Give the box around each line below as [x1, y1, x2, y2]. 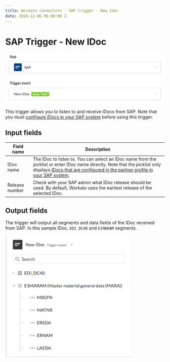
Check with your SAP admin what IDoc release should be [32, 179, 151, 185]
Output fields [5, 206, 48, 215]
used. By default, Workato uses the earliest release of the [32, 185, 152, 191]
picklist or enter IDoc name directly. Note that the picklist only [32, 162, 161, 168]
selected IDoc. [32, 190, 63, 196]
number [7, 187, 24, 193]
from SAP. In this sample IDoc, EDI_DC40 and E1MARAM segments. [5, 225, 137, 231]
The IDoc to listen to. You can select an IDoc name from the [32, 156, 157, 162]
